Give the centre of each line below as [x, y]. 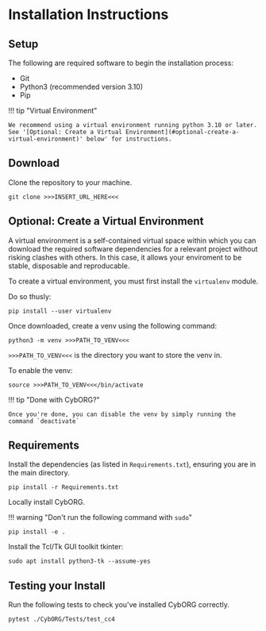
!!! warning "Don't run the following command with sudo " [100, 517]
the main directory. [39, 473]
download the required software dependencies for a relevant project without [133, 248]
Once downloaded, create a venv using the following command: [112, 325]
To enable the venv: [40, 370]
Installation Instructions [89, 15]
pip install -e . [37, 532]
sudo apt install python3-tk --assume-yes [79, 561]
